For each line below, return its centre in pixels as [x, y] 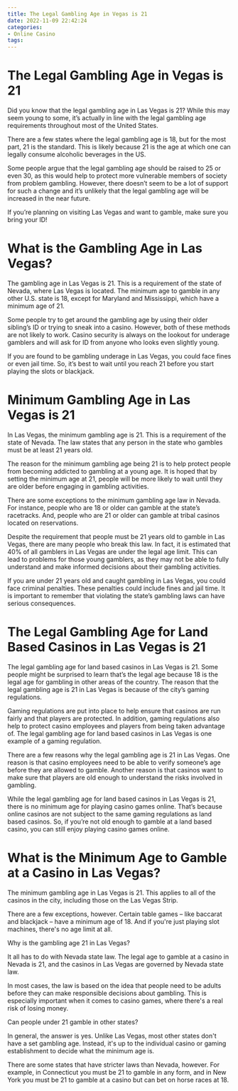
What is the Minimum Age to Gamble [117, 858]
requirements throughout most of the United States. [83, 126]
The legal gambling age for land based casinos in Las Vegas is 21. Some [113, 666]
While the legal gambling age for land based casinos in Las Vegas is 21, [112, 799]
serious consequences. [42, 603]
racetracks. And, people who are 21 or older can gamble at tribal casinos [114, 515]
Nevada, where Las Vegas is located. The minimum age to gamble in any [114, 291]
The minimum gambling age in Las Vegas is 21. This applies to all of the [112, 893]
